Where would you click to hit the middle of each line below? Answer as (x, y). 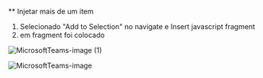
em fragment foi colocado (62, 35)
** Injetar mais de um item (51, 11)
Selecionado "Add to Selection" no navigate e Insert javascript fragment (137, 26)
